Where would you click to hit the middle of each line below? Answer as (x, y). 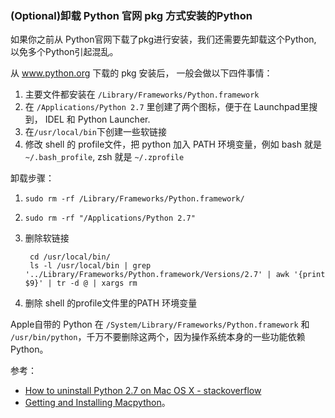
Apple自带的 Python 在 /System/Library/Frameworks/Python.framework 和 (160, 324)
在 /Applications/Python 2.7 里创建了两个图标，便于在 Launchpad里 (167, 107)
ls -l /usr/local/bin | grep (90, 266)
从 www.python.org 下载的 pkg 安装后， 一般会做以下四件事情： (141, 73)
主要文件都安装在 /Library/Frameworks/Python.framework (142, 94)
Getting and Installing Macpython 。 (97, 403)
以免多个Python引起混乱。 (64, 52)
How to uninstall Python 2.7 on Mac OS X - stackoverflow (143, 391)
